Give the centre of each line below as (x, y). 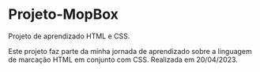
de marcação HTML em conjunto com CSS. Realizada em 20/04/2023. (123, 59)
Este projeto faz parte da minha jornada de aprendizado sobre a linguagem (130, 51)
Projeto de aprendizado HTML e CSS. (69, 36)
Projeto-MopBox (63, 14)
